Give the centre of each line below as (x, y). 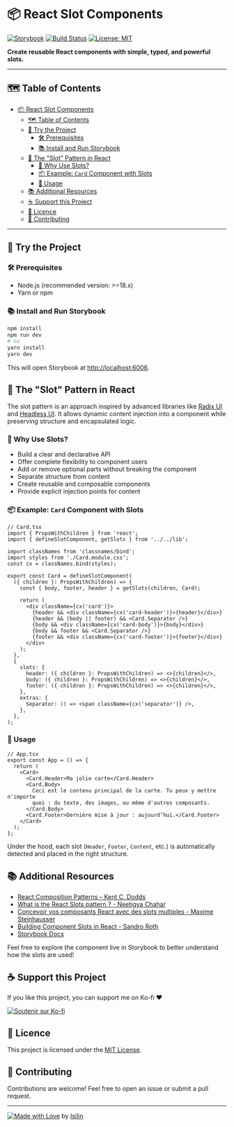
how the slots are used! (41, 955)
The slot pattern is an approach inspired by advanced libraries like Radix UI (115, 406)
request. (19, 1096)
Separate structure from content (63, 477)
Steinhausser (36, 919)
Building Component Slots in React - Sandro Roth (88, 926)
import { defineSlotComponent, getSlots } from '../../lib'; (98, 539)
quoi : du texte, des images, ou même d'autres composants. (121, 803)
